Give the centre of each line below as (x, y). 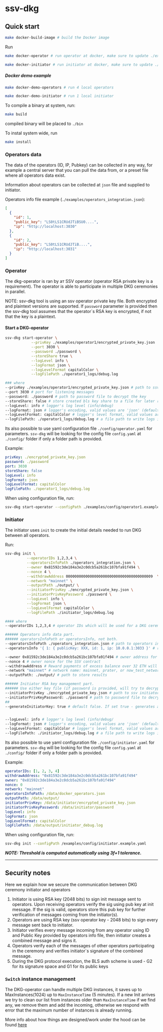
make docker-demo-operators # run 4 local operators (59, 87)
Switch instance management (40, 979)
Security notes (28, 873)
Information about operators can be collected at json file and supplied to (77, 185)
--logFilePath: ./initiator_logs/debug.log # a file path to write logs (80, 733)
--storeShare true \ (52, 356)
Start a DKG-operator (27, 328)
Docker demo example (28, 75)
